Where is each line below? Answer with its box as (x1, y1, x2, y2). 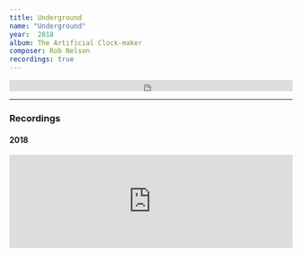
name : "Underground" (9, 22, 87, 31)
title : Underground (9, 13, 83, 22)
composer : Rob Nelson (9, 47, 91, 56)
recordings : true (9, 55, 75, 64)
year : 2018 (9, 30, 54, 39)
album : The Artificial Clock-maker (9, 38, 143, 48)
